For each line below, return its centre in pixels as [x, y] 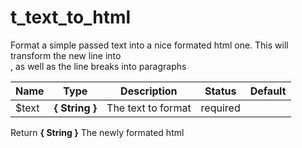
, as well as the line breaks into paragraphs [98, 66]
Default [268, 91]
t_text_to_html [71, 17]
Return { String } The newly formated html [97, 132]
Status [220, 91]
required [220, 108]
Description [149, 91]
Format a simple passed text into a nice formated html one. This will [149, 45]
